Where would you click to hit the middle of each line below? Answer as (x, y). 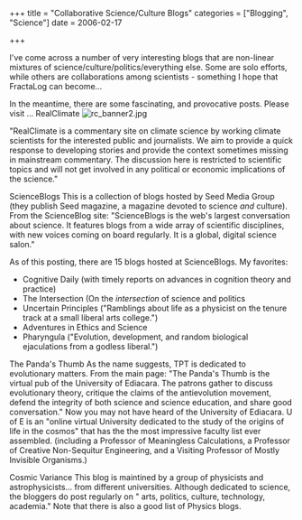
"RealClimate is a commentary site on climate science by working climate (145, 131)
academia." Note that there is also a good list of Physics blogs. (125, 506)
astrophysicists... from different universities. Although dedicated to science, (150, 487)
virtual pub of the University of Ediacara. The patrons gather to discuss (141, 383)
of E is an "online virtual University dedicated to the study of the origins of (147, 422)
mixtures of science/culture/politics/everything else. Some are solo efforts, (148, 67)
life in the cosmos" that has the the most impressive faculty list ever (135, 431)
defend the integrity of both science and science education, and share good (151, 402)
